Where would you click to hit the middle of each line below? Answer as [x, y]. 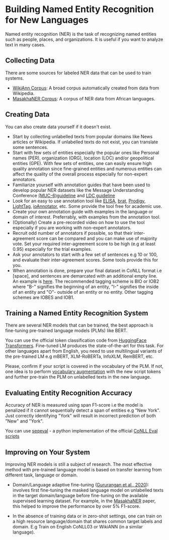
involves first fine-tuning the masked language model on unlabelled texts [88, 490]
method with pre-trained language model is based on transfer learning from [83, 470]
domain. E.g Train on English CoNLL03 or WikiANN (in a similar [78, 527]
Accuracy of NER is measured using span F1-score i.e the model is [74, 405]
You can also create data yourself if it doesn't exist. [58, 127]
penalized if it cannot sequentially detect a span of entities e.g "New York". [83, 410]
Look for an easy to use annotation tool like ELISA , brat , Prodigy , [79, 201]
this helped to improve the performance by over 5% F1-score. [76, 506]
